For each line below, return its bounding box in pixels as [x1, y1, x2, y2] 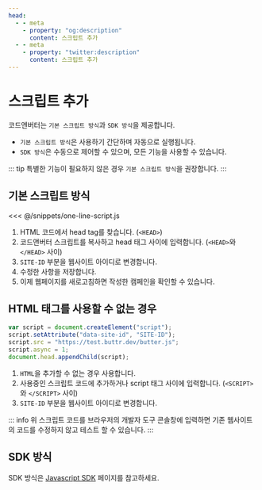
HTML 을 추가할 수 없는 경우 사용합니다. [19, 368, 137, 377]
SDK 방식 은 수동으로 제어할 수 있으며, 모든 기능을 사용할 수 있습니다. [19, 147, 227, 156]
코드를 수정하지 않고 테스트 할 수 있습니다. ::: [16, 425, 154, 434]
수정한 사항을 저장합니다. [19, 266, 97, 276]
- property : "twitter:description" [22, 48, 141, 56]
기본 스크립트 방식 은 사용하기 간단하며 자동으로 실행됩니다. [19, 136, 196, 147]
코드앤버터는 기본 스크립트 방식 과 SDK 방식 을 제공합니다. [8, 120, 175, 129]
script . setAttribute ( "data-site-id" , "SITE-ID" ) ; [8, 331, 176, 339]
